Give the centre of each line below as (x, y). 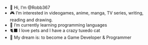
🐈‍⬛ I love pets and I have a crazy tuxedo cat (55, 30)
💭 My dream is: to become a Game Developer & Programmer (71, 37)
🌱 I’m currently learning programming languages (58, 25)
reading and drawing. (31, 20)
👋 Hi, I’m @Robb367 (30, 7)
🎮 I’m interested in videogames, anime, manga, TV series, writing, (76, 13)
